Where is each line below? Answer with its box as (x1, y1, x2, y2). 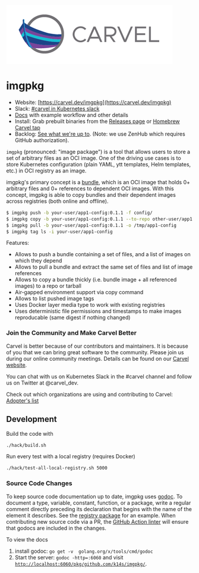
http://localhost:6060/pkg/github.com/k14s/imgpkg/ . (14, 560, 147, 567)
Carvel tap (14, 124, 40, 131)
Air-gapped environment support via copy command (14, 289, 144, 296)
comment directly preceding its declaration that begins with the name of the (6, 505, 192, 512)
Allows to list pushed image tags (14, 295, 94, 302)
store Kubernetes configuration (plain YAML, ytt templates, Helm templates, (6, 160, 191, 168)
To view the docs (6, 536, 49, 543)
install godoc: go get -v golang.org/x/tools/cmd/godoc (14, 547, 153, 555)
